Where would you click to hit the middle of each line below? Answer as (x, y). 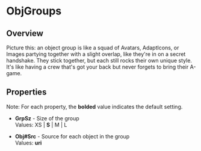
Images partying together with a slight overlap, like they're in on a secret (96, 54)
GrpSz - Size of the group (47, 118)
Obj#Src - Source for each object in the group (72, 136)
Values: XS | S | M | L (41, 125)
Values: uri (28, 143)
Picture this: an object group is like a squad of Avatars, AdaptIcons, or (93, 48)
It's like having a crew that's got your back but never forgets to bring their (97, 67)
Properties (26, 92)
